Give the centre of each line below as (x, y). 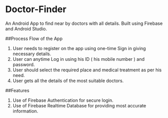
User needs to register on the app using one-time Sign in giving (79, 48)
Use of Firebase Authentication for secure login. (63, 100)
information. (25, 111)
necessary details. (32, 54)
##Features (17, 90)
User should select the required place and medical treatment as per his (87, 70)
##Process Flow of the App (34, 38)
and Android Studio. (26, 28)
